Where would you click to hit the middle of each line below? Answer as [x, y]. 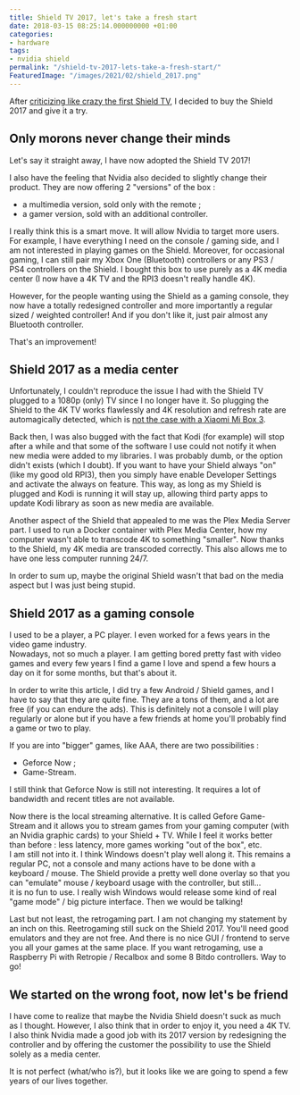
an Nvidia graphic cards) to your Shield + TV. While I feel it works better [141, 835]
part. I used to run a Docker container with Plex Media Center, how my [138, 530]
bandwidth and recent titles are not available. [92, 799]
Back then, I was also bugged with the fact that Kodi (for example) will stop [147, 437]
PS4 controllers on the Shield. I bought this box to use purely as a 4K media [148, 269]
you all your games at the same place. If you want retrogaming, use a [136, 948]
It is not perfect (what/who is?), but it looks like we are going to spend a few [149, 1071]
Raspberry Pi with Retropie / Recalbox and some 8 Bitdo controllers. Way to [148, 957]
